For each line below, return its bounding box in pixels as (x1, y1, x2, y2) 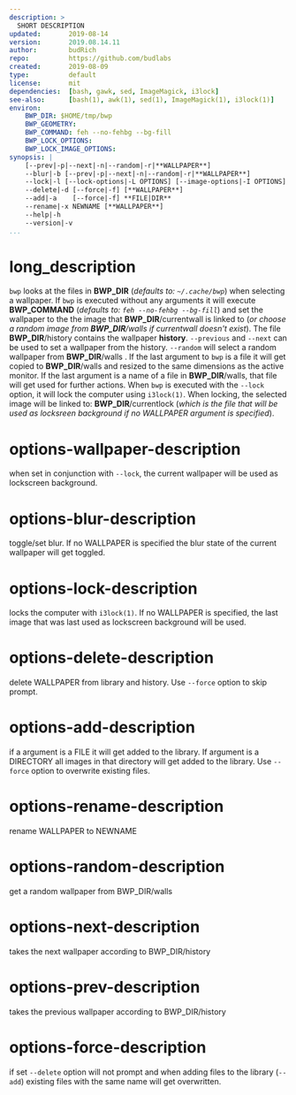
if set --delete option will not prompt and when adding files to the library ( (9, 1067, 279, 1077)
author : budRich (9, 46, 97, 55)
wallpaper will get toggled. (9, 547, 106, 558)
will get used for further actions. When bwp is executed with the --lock (9, 379, 265, 390)
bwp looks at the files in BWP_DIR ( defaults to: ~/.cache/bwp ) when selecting (9, 286, 285, 296)
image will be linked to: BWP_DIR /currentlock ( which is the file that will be (9, 399, 278, 410)
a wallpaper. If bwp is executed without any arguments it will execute (9, 295, 256, 306)
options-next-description (9, 917, 201, 938)
